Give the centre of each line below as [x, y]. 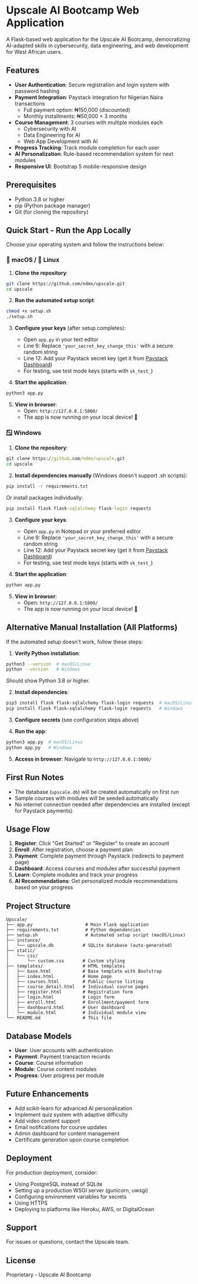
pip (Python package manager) [52, 205]
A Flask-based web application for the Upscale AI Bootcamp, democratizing [98, 39]
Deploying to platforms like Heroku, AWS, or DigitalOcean [84, 1209]
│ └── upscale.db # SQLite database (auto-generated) [89, 946]
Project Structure [38, 906]
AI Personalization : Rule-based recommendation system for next [94, 154]
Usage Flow [28, 829]
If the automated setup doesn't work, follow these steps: [75, 642]
